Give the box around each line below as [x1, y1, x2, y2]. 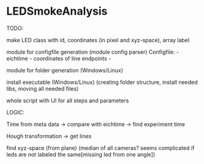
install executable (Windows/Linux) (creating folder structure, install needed [6, 78, 198, 86]
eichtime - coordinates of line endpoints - [6, 54, 111, 62]
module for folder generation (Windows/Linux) [6, 66, 124, 74]
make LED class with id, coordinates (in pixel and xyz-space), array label [6, 36, 190, 43]
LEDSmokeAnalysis [6, 4, 108, 18]
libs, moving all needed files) [6, 84, 79, 92]
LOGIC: [6, 108, 25, 116]
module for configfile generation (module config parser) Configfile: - [6, 48, 179, 56]
